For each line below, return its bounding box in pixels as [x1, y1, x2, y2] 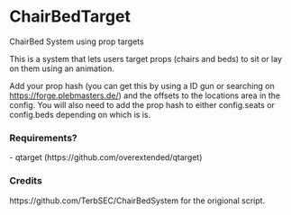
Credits [9, 175, 42, 187]
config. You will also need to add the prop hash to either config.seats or [9, 99, 275, 110]
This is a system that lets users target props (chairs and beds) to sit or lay [9, 53, 282, 64]
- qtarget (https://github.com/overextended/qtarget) [9, 152, 203, 163]
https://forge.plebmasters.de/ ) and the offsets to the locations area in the [9, 90, 281, 101]
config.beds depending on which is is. [9, 109, 151, 120]
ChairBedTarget [9, 6, 131, 27]
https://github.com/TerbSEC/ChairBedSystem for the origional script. [9, 195, 266, 206]
